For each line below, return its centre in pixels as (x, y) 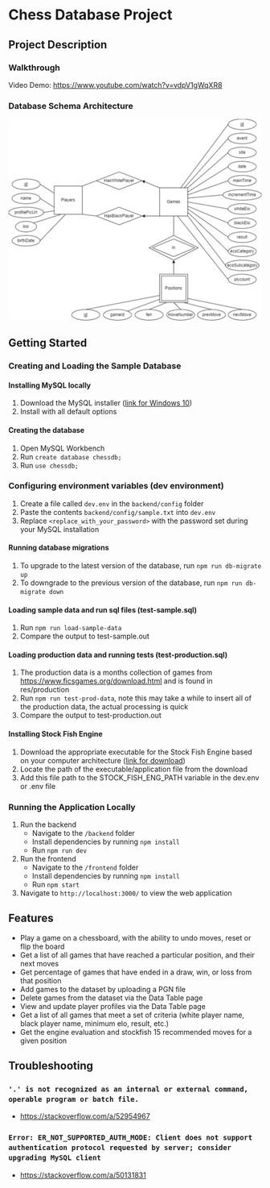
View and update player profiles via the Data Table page (113, 1006)
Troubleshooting (51, 1066)
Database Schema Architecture (71, 106)
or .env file (38, 786)
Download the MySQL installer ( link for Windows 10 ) (106, 403)
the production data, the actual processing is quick (104, 707)
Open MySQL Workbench (62, 448)
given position (43, 1041)
